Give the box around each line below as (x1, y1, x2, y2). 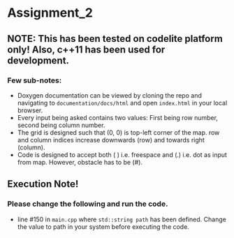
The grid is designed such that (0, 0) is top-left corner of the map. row (17, 128, 220, 137)
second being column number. (17, 121, 105, 129)
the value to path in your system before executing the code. (17, 222, 190, 231)
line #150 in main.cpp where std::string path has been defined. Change (17, 215, 227, 223)
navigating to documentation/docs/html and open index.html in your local (17, 98, 228, 107)
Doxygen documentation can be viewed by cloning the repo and (17, 91, 203, 99)
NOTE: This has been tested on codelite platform (7, 33, 224, 45)
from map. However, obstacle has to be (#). (17, 158, 143, 166)
